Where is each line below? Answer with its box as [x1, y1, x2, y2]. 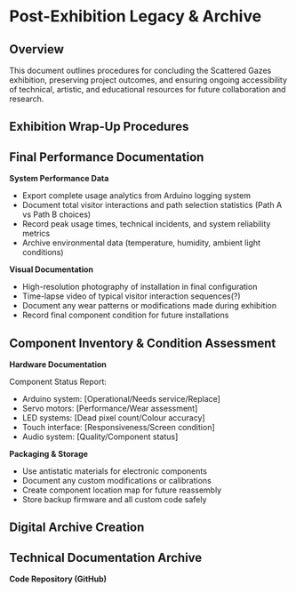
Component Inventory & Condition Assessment [9, 335, 276, 350]
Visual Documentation [9, 264, 94, 275]
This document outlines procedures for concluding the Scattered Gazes [9, 65, 272, 76]
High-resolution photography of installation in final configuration [21, 282, 258, 292]
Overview [9, 42, 65, 57]
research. [9, 93, 44, 104]
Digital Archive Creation [9, 520, 145, 535]
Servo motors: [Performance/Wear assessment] [21, 403, 198, 414]
